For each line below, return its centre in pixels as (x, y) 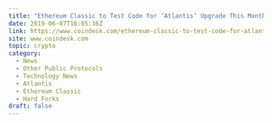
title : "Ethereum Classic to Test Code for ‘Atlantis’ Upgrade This (126, 16)
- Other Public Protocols (59, 69)
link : (17, 31)
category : (25, 53)
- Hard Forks (38, 99)
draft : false (30, 106)
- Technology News (47, 76)
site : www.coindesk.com (49, 38)
